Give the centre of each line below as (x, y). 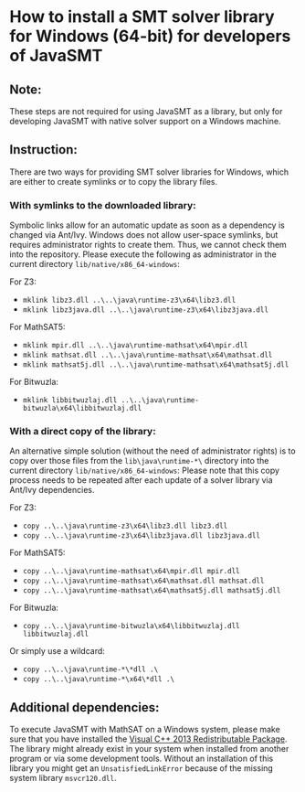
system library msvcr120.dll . (63, 778)
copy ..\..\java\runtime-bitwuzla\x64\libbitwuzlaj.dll (131, 626)
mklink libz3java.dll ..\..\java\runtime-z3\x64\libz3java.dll (146, 310)
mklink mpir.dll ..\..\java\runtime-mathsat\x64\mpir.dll (135, 346)
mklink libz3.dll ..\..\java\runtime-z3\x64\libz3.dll (129, 300)
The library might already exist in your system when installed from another (149, 749)
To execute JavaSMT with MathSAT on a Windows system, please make (145, 730)
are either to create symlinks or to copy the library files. (114, 181)
